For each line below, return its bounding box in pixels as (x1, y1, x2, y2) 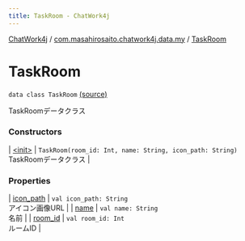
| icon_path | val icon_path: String (8, 193, 128, 203)
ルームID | (8, 223, 42, 233)
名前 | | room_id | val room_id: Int (8, 214, 125, 223)
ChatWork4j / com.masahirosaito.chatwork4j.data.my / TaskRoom (8, 34, 227, 44)
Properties (8, 175, 51, 186)
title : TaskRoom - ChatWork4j (8, 11, 111, 20)
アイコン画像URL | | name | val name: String (8, 203, 158, 213)
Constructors (8, 126, 62, 137)
